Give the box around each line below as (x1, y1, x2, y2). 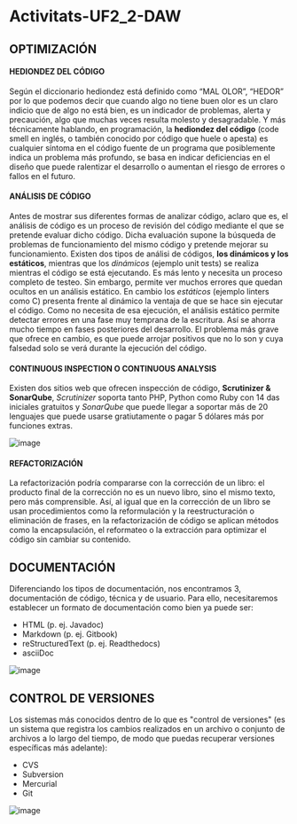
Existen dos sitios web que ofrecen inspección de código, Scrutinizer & (9, 383, 271, 394)
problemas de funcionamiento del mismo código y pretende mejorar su (9, 239, 269, 249)
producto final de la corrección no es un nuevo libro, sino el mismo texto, (9, 487, 276, 498)
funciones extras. (9, 420, 74, 431)
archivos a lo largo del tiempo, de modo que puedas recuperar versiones (9, 734, 275, 744)
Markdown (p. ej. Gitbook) (21, 629, 118, 640)
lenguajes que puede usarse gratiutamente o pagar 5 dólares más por (9, 411, 264, 422)
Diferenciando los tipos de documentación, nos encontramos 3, (9, 584, 242, 594)
